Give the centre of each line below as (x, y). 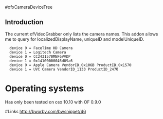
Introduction (24, 22)
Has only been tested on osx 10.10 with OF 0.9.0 (53, 102)
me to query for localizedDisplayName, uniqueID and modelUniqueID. (75, 39)
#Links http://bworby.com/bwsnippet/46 (45, 111)
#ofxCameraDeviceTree (29, 7)
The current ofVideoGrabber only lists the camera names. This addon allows (81, 34)
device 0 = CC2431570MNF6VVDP (40, 56)
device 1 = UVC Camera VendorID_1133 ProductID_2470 (64, 69)
